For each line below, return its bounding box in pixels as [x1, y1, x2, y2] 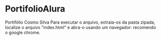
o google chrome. [5, 29, 40, 35]
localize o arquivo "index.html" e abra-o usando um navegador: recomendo [5, 24, 157, 30]
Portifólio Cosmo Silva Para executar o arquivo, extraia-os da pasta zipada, [5, 19, 156, 25]
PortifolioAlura [5, 3, 66, 14]
